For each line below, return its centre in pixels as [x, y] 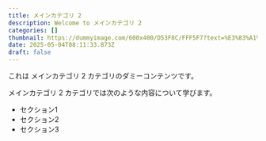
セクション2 [39, 119]
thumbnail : [26, 38]
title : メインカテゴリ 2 [45, 15]
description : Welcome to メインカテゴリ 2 [75, 23]
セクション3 [39, 129]
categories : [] [33, 30]
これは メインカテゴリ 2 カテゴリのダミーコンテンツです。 [103, 76]
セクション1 [38, 109]
